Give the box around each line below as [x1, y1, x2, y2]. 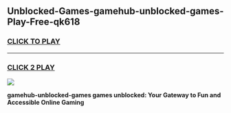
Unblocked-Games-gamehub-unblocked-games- [7, 5, 224, 17]
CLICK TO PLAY [7, 37, 60, 47]
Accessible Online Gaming [7, 98, 85, 106]
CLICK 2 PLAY [7, 62, 55, 72]
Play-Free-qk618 [7, 16, 80, 28]
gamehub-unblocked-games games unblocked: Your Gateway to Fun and [7, 90, 221, 99]
